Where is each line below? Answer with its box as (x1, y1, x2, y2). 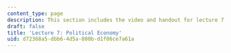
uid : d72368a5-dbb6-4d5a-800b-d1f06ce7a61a (7, 36, 135, 43)
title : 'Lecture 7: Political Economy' (7, 29, 122, 36)
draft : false (7, 23, 45, 30)
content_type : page (7, 10, 64, 17)
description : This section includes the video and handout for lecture (7, 17, 218, 23)
